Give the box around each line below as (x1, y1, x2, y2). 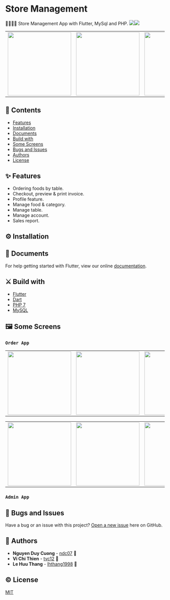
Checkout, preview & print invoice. (12, 190, 84, 196)
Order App (5, 340, 29, 346)
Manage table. (12, 207, 43, 213)
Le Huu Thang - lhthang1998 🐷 (12, 561, 77, 567)
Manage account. (12, 212, 50, 218)
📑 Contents (5, 106, 41, 114)
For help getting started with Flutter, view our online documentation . (5, 263, 147, 269)
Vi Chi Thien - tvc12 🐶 (12, 555, 59, 562)
